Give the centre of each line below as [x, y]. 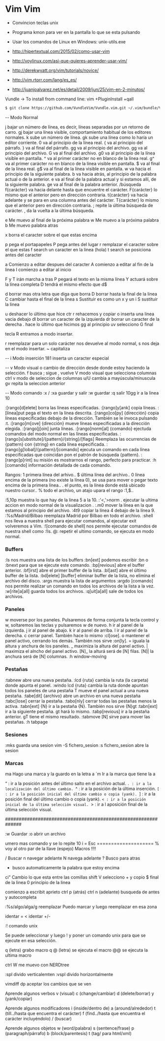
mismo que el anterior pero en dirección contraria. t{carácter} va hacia [77, 195]
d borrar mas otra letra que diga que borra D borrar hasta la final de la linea [81, 294]
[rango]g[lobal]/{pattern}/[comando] [42, 449]
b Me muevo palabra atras [32, 225]
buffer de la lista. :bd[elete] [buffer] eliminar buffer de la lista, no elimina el [80, 576]
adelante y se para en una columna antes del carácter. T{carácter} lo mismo [82, 200]
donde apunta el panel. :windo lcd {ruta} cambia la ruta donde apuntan [77, 685]
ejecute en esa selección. [31, 941]
